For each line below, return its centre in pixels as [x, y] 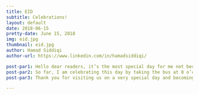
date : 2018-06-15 [28, 28]
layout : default [26, 23]
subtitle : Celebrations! [37, 17]
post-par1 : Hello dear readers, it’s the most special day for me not [95, 66]
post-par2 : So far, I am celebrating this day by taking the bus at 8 [95, 72]
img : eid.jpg [22, 39]
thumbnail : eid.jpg [30, 45]
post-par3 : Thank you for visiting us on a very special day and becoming [100, 78]
